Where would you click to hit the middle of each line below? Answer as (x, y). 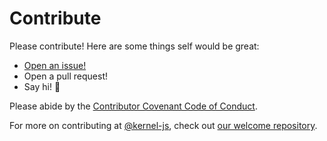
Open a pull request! (66, 76)
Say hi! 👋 (42, 86)
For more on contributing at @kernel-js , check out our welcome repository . (163, 125)
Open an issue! (55, 65)
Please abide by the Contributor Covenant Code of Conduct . (133, 106)
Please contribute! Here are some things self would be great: (134, 46)
